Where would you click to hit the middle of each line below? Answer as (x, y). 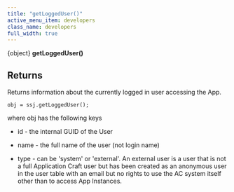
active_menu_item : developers (51, 20)
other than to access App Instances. (70, 181)
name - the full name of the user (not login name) (88, 145)
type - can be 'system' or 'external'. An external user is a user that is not (122, 159)
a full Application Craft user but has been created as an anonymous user (122, 166)
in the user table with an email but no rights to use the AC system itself (119, 174)
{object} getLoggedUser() (46, 53)
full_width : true (33, 33)
